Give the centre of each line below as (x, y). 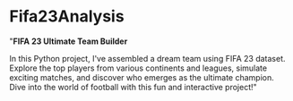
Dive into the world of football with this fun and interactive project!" (133, 87)
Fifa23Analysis (67, 17)
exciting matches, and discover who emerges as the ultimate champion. (142, 77)
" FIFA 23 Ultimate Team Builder (69, 41)
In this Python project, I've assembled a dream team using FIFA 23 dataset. (147, 58)
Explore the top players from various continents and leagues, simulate (138, 68)
